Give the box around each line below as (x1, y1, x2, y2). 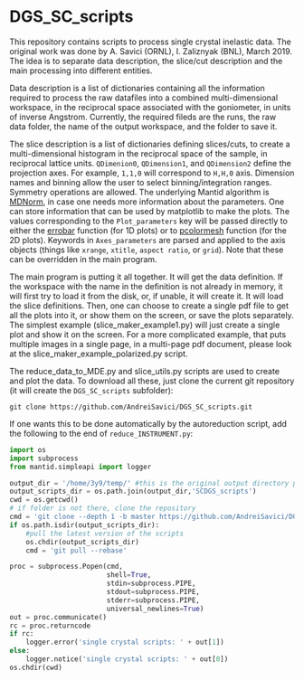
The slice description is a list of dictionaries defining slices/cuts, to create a (9, 138, 291, 149)
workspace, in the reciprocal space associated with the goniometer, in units (9, 101, 291, 112)
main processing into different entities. (9, 65, 153, 76)
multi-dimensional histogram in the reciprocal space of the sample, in (9, 147, 268, 159)
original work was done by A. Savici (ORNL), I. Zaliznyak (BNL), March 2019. (9, 45, 292, 56)
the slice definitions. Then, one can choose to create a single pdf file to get (9, 300, 290, 311)
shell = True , (106, 571, 152, 580)
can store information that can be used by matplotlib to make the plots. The (9, 205, 290, 216)
